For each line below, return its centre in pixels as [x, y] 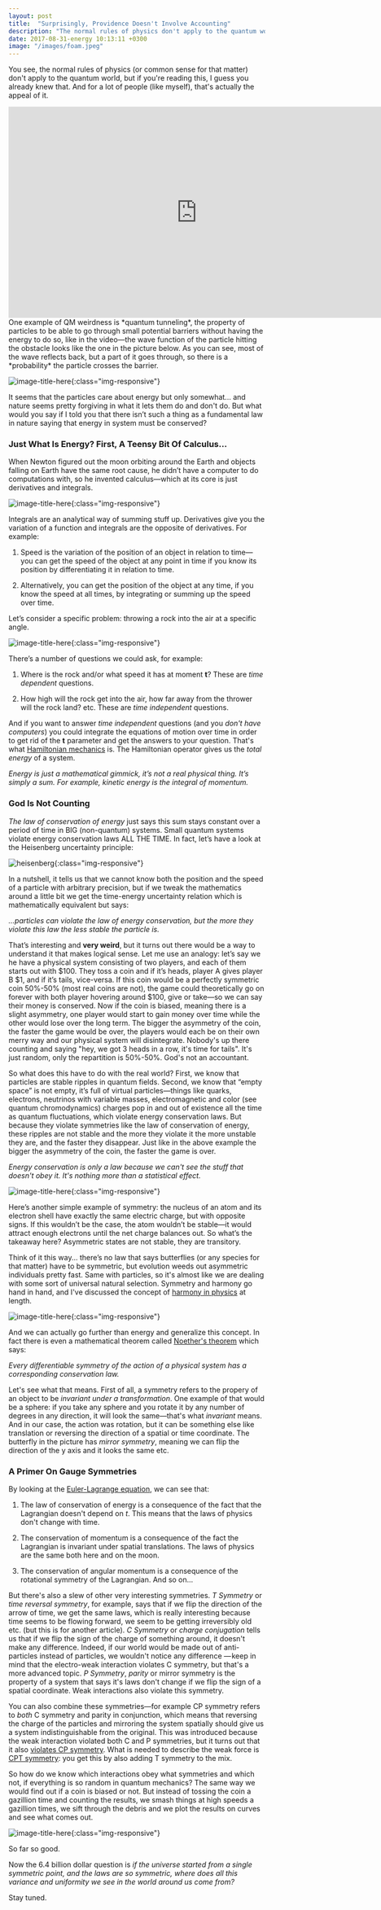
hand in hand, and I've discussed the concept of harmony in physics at [127, 1292]
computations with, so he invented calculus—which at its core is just [123, 479]
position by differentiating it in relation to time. [97, 570]
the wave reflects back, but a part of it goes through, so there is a [118, 357]
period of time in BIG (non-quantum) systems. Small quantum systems [126, 830]
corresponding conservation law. [64, 1373]
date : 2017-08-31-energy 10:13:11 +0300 [78, 39]
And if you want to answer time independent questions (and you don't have [135, 723]
